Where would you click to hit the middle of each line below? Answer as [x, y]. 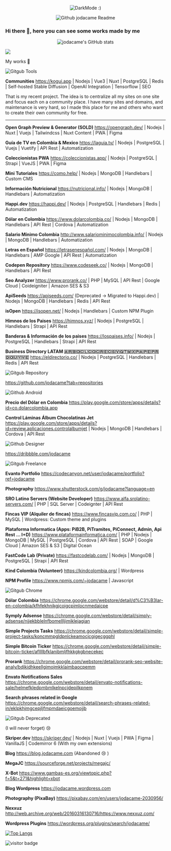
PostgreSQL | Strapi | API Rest [37, 561]
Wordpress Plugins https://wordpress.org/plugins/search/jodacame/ [78, 823]
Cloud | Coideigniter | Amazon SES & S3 [47, 286]
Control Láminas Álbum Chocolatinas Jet [50, 418]
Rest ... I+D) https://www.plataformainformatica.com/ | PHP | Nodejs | [78, 535]
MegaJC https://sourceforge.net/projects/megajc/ [58, 763]
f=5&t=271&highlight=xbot [33, 779]
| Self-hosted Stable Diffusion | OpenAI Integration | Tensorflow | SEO [78, 87]
